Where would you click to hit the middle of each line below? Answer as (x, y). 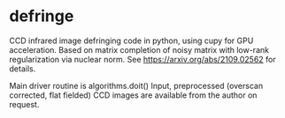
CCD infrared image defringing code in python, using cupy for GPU (131, 41)
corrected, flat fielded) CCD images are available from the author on (133, 95)
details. (23, 69)
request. (24, 104)
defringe (42, 16)
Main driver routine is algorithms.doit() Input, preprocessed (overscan (136, 85)
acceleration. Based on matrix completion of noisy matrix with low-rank (139, 49)
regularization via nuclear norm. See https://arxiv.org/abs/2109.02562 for (142, 59)
